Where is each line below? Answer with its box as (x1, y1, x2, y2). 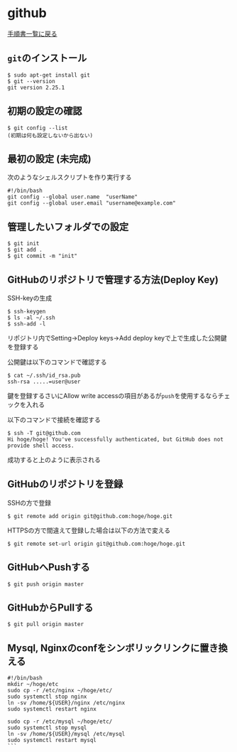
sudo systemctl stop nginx (7, 693, 87, 701)
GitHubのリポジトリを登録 (7, 478, 123, 490)
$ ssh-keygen (7, 308, 46, 315)
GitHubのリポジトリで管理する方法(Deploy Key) (7, 274, 219, 286)
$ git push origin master (7, 581, 84, 588)
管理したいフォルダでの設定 (7, 220, 129, 232)
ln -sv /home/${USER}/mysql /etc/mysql (7, 731, 126, 738)
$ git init (7, 240, 40, 247)
